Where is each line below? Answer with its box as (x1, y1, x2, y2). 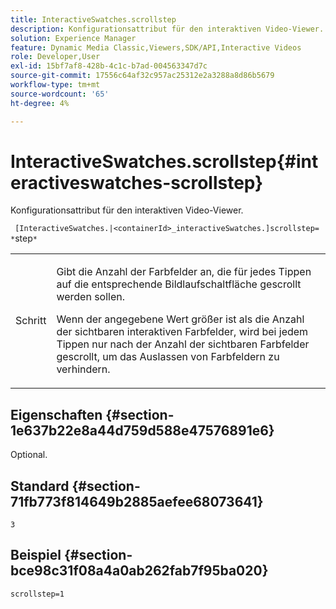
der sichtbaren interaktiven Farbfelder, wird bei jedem (56, 325, 309, 339)
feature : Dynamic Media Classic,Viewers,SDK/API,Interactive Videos (10, 42, 302, 53)
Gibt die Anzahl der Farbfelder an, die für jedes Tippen (56, 265, 312, 279)
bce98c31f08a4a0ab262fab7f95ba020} (10, 562, 269, 580)
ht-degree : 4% (10, 98, 70, 108)
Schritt (15, 314, 47, 328)
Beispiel (10, 547, 62, 564)
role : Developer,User (10, 52, 101, 62)
